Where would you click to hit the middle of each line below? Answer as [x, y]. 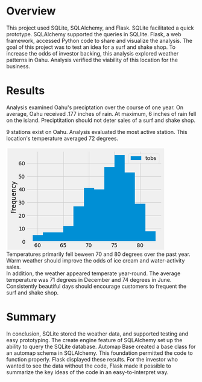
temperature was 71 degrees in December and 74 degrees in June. [89, 279]
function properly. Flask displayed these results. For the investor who [92, 359]
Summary [31, 317]
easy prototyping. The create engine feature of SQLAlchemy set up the [94, 340]
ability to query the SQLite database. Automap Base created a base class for [101, 346]
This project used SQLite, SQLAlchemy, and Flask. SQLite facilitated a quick [100, 28]
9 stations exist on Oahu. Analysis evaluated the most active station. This [97, 132]
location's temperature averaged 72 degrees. [62, 138]
